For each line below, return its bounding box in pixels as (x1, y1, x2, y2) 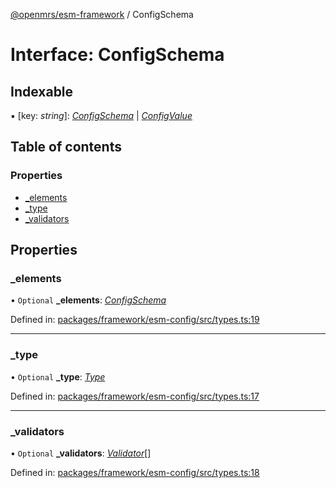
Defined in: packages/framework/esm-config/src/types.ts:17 (10, 390, 260, 402)
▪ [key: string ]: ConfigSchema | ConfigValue (10, 110, 193, 121)
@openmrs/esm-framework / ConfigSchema (10, 9, 194, 20)
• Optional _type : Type (10, 370, 106, 383)
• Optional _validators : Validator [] (10, 447, 152, 459)
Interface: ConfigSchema (10, 44, 225, 66)
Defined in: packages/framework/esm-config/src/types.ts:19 (10, 314, 260, 326)
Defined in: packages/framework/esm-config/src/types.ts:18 (10, 466, 260, 478)
